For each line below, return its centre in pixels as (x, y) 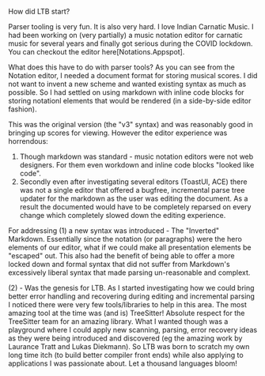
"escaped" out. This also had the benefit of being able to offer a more (121, 256)
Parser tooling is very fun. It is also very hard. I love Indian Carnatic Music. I (131, 26)
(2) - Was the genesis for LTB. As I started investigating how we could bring (131, 288)
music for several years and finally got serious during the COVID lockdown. (131, 43)
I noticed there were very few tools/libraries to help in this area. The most (127, 305)
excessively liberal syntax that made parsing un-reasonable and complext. (129, 273)
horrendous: (28, 141)
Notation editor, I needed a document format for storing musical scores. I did (133, 75)
